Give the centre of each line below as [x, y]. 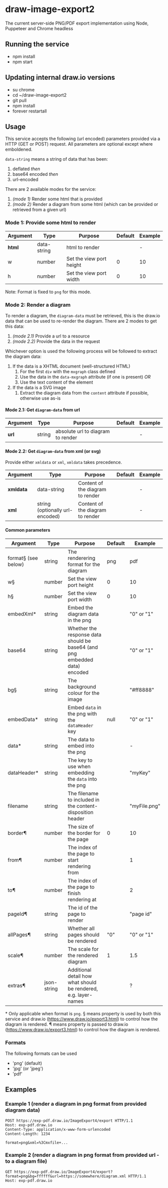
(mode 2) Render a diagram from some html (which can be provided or [85, 204]
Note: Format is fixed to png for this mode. [48, 292]
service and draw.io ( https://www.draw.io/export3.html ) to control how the [81, 1019]
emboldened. [19, 150]
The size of [80, 826]
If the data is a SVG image [39, 387]
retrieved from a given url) [39, 210]
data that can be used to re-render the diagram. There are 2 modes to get [81, 321]
